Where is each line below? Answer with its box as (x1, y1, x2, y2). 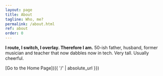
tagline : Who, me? (5, 17, 44, 22)
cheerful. (5, 55, 24, 61)
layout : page (5, 7, 33, 13)
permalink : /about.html (5, 21, 55, 27)
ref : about (5, 26, 28, 31)
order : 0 (5, 31, 24, 36)
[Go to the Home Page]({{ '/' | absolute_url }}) (5, 65, 99, 71)
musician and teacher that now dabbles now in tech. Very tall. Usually (5, 50, 149, 56)
